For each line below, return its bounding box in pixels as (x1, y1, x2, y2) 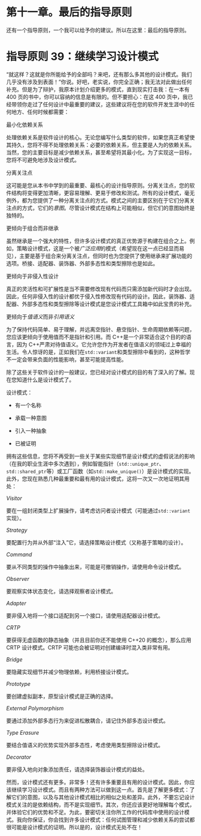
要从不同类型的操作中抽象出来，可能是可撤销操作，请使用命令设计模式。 (6, 563, 184, 570)
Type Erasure (6, 729, 39, 736)
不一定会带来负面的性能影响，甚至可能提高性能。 (6, 355, 127, 363)
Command (6, 550, 32, 558)
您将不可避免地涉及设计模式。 (6, 156, 80, 163)
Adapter (6, 600, 27, 607)
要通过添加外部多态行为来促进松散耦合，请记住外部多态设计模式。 (6, 717, 169, 724)
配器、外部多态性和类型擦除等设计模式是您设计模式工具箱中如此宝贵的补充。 (6, 300, 195, 307)
